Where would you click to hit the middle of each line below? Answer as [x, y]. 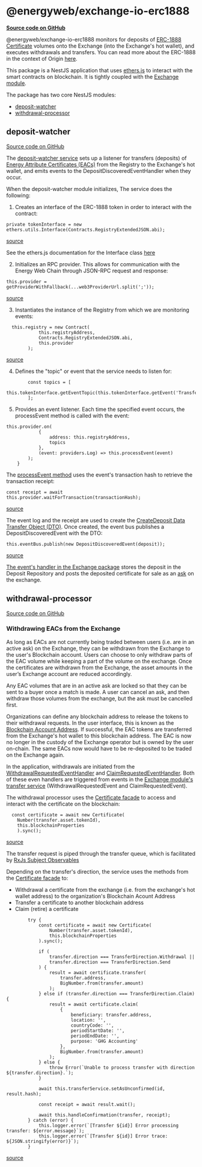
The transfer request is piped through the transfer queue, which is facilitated [101, 853]
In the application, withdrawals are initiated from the [71, 766]
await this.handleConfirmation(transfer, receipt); [104, 1115]
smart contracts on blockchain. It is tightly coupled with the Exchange [93, 77]
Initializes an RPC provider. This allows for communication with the [97, 264]
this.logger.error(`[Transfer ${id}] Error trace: [103, 1136]
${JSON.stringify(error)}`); [43, 1141]
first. [12, 705]
